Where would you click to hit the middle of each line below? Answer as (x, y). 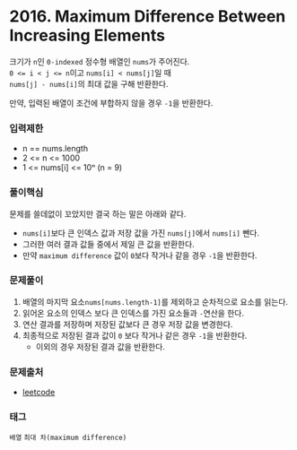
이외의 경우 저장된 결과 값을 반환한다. (100, 346)
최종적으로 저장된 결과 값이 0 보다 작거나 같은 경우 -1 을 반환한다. (135, 335)
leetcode (39, 393)
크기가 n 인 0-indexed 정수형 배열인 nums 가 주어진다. (100, 61)
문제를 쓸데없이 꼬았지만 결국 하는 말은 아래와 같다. (98, 213)
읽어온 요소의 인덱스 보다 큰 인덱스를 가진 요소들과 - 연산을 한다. (133, 313)
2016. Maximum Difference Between (148, 17)
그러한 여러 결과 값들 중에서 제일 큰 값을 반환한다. (108, 244)
